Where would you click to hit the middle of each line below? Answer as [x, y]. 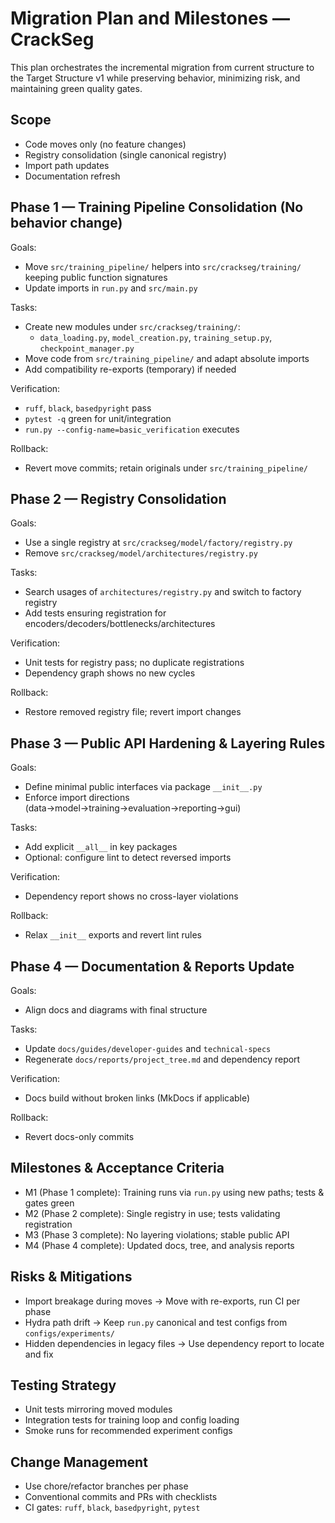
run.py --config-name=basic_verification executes [132, 429]
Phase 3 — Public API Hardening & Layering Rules [168, 743]
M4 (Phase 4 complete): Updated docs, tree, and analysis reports [159, 1245]
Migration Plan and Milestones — [150, 18]
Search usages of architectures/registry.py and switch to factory [163, 592]
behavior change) [66, 223]
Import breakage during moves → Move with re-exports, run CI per [162, 1301]
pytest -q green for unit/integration [98, 418]
